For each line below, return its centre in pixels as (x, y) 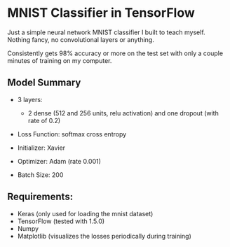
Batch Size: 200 (40, 175)
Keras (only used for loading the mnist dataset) (85, 213)
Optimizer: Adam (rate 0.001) (59, 161)
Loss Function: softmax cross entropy (72, 134)
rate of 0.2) (44, 120)
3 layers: (30, 99)
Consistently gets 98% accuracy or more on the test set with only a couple (115, 53)
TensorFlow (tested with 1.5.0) (61, 221)
